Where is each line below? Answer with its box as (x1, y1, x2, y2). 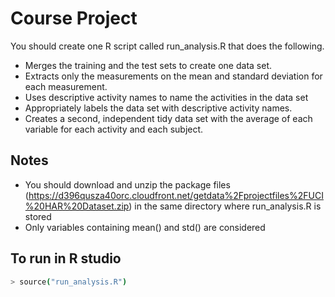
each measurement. (24, 80, 108, 92)
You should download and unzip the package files (24, 178, 231, 191)
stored (24, 210, 52, 222)
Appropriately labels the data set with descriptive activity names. (24, 102, 293, 114)
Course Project (10, 7, 138, 30)
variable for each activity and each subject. (24, 123, 204, 135)
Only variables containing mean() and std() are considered (24, 221, 266, 233)
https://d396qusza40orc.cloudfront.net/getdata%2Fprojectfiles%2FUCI (28, 189, 324, 201)
